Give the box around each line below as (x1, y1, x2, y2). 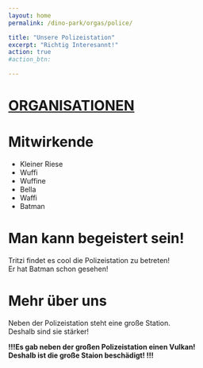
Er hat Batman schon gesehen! (8, 264, 109, 274)
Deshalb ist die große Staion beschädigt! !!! (8, 351, 154, 360)
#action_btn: (8, 56, 52, 64)
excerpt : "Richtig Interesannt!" (8, 41, 119, 48)
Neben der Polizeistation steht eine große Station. (8, 319, 170, 327)
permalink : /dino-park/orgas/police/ (8, 19, 133, 27)
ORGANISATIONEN (8, 97, 135, 115)
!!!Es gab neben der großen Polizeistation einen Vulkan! (8, 343, 196, 351)
